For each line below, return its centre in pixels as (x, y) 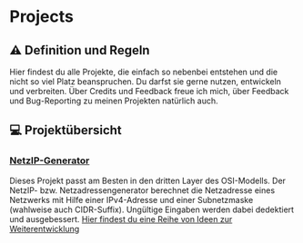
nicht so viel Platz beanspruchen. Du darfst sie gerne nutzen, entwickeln (146, 82)
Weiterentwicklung (45, 228)
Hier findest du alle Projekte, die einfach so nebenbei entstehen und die (144, 72)
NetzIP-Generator (50, 160)
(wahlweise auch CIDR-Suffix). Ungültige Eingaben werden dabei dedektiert (151, 209)
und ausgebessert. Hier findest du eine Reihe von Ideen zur (121, 219)
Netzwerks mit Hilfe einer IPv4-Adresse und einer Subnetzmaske (131, 199)
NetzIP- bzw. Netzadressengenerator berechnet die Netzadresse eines (142, 190)
